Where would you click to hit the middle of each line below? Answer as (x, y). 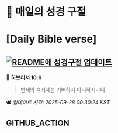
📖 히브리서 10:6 (24, 77)
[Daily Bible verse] (51, 39)
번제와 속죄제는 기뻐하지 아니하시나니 (63, 90)
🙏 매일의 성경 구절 (46, 12)
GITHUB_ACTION (38, 123)
